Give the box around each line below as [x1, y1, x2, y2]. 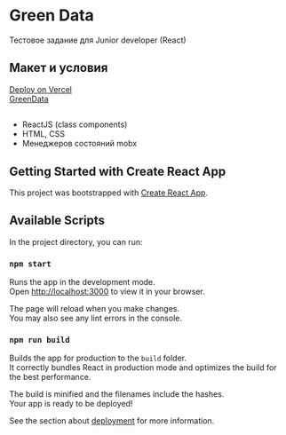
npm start [9, 258, 52, 269]
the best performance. [9, 372, 91, 383]
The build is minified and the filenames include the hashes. [9, 389, 225, 399]
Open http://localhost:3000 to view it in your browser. [9, 286, 206, 297]
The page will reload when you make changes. [9, 304, 180, 314]
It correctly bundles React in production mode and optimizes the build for [9, 362, 277, 373]
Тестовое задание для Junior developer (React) [9, 35, 187, 45]
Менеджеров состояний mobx [21, 138, 138, 149]
